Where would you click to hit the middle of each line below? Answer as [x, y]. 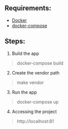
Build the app [25, 53]
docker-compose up [38, 101]
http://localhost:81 [35, 121]
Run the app [24, 92]
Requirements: [28, 8]
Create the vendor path [36, 72]
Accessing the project [34, 111]
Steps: [15, 41]
